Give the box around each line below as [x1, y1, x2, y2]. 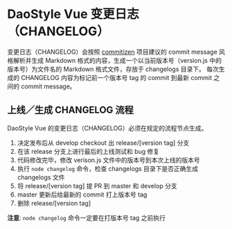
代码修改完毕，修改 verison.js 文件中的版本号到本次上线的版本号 [17, 156, 201, 164]
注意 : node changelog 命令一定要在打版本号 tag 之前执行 [7, 213, 166, 221]
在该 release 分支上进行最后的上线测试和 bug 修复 [17, 147, 160, 155]
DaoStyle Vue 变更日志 [7, 6, 140, 22]
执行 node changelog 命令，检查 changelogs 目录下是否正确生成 [17, 164, 199, 172]
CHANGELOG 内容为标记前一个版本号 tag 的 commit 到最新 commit [20, 73, 213, 81]
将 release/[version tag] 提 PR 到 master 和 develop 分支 [17, 181, 178, 190]
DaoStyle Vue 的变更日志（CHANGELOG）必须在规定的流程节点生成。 [7, 123, 208, 132]
